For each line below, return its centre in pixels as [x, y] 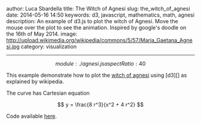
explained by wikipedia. [35, 82]
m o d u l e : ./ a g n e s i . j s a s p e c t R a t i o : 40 [100, 64]
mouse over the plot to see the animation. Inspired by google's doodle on [96, 27]
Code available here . [32, 116]
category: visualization [49, 46]
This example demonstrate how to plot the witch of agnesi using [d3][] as [97, 75]
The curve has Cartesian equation [48, 93]
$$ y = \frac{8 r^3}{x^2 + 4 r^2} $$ [100, 104]
